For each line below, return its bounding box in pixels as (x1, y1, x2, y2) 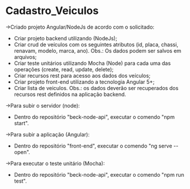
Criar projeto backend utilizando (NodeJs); (13, 35, 118, 42)
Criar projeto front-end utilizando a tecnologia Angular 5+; (13, 78, 155, 85)
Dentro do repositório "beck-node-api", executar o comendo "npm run (13, 171, 184, 178)
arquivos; (13, 53, 37, 60)
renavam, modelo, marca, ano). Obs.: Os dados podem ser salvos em (13, 47, 182, 54)
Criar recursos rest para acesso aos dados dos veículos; (13, 72, 151, 79)
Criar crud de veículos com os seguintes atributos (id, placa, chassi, (13, 41, 178, 48)
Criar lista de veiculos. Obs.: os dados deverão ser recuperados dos (13, 84, 179, 91)
